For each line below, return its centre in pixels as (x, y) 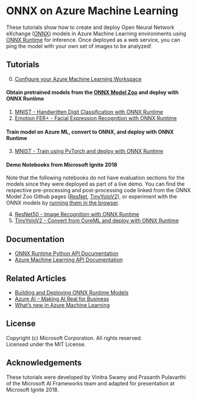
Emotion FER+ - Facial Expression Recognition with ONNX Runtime (96, 118)
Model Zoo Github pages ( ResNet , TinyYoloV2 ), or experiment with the (92, 197)
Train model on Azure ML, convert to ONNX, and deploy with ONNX (90, 132)
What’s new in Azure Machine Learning (62, 305)
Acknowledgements (44, 363)
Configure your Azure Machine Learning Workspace (78, 79)
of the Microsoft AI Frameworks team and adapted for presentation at (91, 383)
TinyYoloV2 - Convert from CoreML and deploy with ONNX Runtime (96, 220)
